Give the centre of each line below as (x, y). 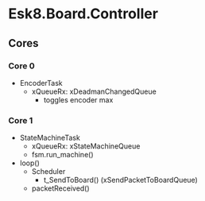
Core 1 (21, 120)
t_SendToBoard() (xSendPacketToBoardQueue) (121, 180)
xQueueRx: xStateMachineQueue (86, 146)
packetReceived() (60, 188)
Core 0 (22, 66)
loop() (29, 163)
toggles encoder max (78, 99)
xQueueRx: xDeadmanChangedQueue (94, 91)
